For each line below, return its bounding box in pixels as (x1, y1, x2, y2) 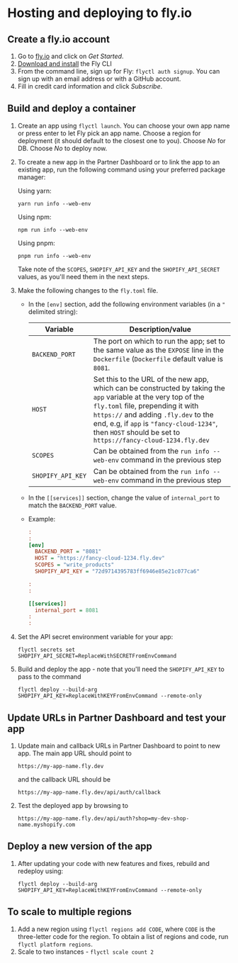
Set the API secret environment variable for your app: (17, 633, 174, 641)
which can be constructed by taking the (93, 383, 225, 393)
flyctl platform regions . (17, 940, 93, 948)
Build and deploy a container (7, 103, 137, 115)
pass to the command (17, 672, 81, 681)
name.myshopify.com (17, 821, 76, 828)
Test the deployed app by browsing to (17, 801, 129, 809)
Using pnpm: (17, 239, 55, 247)
